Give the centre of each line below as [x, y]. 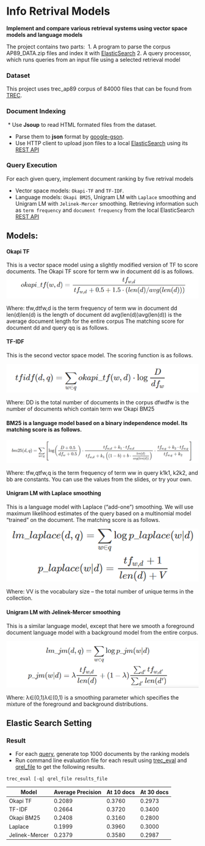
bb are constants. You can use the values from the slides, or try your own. [99, 479]
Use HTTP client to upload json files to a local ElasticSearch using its [101, 143]
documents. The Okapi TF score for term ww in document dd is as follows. [100, 271]
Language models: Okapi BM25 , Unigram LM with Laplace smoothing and [106, 197]
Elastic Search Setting [49, 723]
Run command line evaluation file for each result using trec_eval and [101, 760]
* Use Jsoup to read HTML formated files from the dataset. [82, 124]
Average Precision [78, 792]
